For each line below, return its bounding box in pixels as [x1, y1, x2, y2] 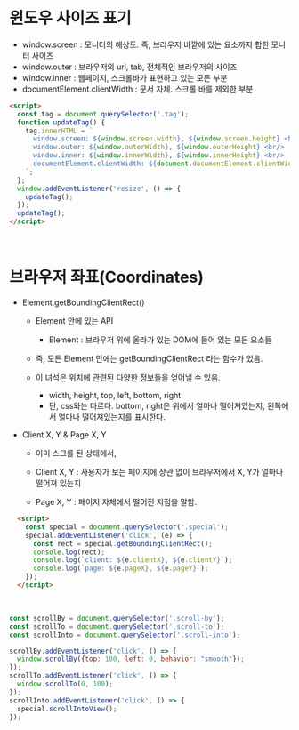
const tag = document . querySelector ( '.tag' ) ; [17, 109, 190, 118]
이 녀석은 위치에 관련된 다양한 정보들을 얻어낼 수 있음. [35, 373, 221, 382]
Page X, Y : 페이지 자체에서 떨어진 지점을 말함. [35, 497, 198, 507]
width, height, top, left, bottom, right [48, 390, 182, 400]
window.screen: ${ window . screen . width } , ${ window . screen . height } [32, 134, 280, 143]
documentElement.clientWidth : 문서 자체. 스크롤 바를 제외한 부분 [21, 84, 254, 94]
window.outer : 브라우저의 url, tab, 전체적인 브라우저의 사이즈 [21, 61, 238, 72]
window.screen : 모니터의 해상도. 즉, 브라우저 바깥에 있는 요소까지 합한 [21, 39, 270, 50]
